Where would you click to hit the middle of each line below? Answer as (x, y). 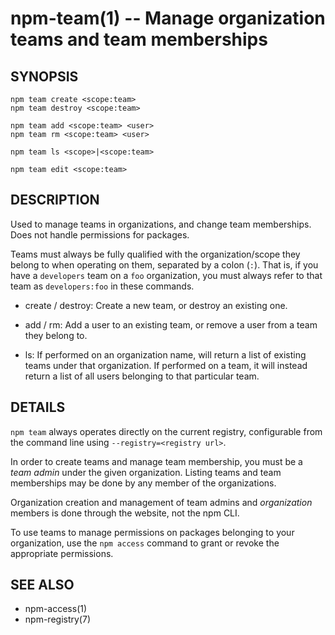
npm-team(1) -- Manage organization (168, 18)
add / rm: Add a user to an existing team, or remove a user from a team (171, 324)
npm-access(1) (56, 609)
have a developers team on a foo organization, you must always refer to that (166, 275)
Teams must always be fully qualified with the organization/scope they (155, 254)
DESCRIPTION (55, 200)
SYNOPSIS (44, 76)
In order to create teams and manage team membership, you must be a (156, 461)
